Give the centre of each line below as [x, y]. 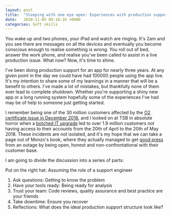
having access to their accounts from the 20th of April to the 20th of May [82, 129]
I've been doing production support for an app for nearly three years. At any [85, 70]
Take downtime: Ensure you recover [50, 202]
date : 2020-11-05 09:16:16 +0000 [43, 19]
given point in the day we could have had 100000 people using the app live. [84, 76]
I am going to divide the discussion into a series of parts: [65, 160]
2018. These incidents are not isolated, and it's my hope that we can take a [83, 134]
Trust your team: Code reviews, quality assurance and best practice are [88, 191]
